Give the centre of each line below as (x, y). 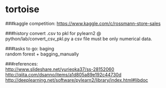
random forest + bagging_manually (42, 54)
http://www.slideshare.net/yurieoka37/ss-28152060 (60, 69)
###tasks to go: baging (30, 48)
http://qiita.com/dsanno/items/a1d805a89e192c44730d (63, 74)
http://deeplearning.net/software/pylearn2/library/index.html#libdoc (77, 80)
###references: (22, 64)
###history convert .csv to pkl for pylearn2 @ (53, 33)
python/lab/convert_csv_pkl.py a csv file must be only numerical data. (79, 39)
